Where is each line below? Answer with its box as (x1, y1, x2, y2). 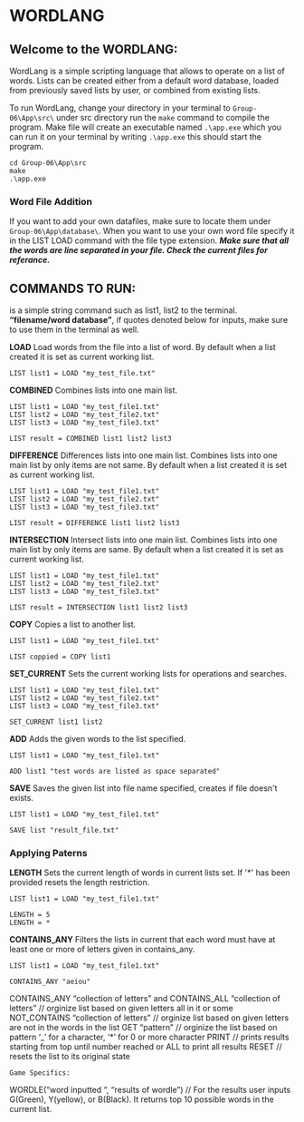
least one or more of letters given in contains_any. (9, 944, 195, 955)
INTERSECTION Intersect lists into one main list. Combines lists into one (9, 534, 278, 545)
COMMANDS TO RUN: (9, 280, 137, 296)
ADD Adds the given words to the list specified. (9, 734, 186, 745)
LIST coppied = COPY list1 (9, 652, 111, 662)
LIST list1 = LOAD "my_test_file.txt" (9, 369, 156, 378)
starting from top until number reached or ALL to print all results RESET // (9, 1041, 282, 1052)
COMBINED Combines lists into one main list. (9, 385, 178, 395)
